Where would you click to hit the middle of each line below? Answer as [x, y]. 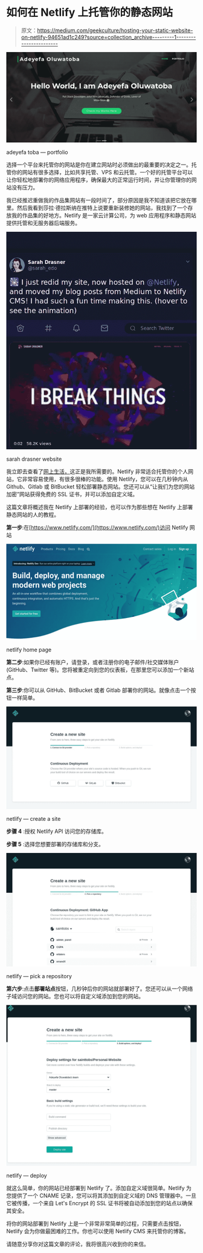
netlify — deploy [27, 1176]
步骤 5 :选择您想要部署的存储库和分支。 [55, 844]
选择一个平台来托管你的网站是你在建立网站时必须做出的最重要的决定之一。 [99, 165]
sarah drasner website [34, 459]
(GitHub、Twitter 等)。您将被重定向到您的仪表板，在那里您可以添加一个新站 [100, 670]
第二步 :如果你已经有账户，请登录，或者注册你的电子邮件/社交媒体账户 [93, 662]
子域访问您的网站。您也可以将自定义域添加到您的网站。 [75, 996]
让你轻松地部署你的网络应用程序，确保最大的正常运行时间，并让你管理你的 [99, 180]
